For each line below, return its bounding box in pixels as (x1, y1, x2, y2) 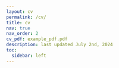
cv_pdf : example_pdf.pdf (6, 36, 68, 42)
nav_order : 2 (6, 31, 39, 37)
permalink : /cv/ (6, 14, 46, 20)
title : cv (6, 20, 31, 25)
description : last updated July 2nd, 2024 (6, 42, 113, 48)
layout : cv (6, 8, 33, 15)
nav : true (6, 25, 31, 31)
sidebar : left (11, 53, 46, 59)
